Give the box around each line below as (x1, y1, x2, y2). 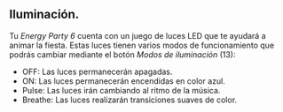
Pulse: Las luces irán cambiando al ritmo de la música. (21, 85, 221, 95)
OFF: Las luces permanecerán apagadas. (21, 66, 173, 77)
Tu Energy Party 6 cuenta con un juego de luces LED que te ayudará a (9, 30, 266, 41)
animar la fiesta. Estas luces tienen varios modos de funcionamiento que (9, 40, 275, 50)
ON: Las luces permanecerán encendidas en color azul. (21, 75, 226, 86)
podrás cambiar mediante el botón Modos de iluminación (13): (9, 49, 237, 60)
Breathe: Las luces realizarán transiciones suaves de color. (21, 94, 238, 105)
